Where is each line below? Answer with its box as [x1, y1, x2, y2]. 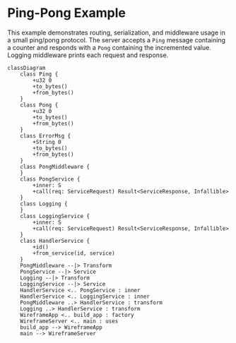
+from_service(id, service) [33, 249, 115, 257]
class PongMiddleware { [20, 163, 90, 170]
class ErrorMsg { [20, 132, 71, 139]
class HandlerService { [20, 237, 90, 244]
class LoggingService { [20, 212, 90, 219]
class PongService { [20, 175, 81, 183]
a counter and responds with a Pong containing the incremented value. [7, 43, 212, 52]
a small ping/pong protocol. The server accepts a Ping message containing [7, 35, 226, 44]
